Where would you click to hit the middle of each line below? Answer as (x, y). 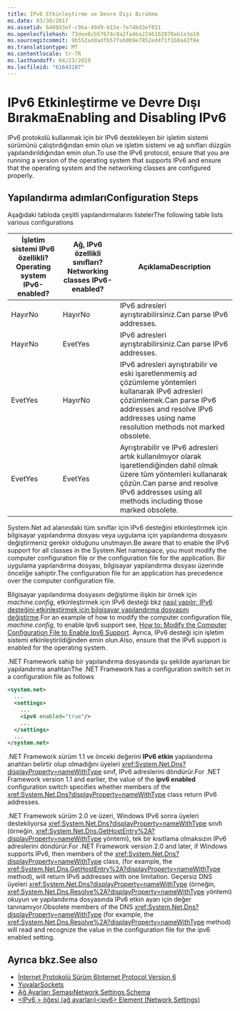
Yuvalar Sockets (41, 985)
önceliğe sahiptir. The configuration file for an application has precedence (115, 573)
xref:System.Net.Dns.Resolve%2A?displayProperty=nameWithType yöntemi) (120, 892)
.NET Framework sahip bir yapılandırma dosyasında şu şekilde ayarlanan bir (119, 662)
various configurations (40, 223)
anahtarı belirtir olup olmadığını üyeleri (64, 764)
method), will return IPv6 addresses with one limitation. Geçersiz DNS (110, 877)
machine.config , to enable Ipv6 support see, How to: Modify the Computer (117, 625)
